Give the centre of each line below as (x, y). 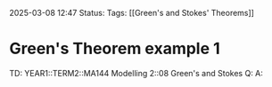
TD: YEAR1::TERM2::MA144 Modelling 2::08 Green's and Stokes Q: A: (136, 73)
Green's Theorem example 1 (115, 49)
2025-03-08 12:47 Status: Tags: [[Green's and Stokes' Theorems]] (132, 13)
